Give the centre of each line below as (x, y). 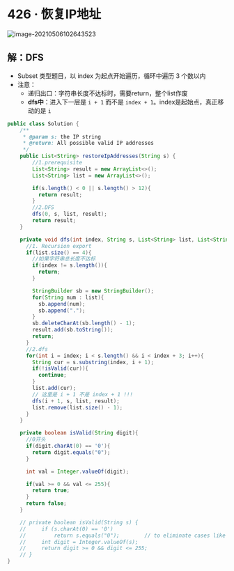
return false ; (46, 503)
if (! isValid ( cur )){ (61, 369)
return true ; (51, 491)
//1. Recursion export (58, 246)
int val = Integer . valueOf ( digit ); (77, 471)
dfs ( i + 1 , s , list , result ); (76, 401)
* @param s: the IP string (62, 136)
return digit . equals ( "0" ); (71, 452)
